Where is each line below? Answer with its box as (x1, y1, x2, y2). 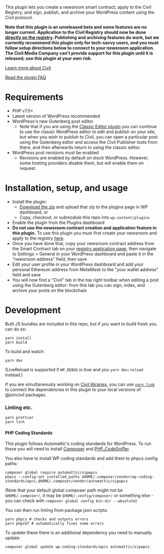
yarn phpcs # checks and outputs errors (5, 517, 89, 522)
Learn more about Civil (5, 65, 51, 71)
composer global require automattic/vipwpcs (5, 470, 97, 475)
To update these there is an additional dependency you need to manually (5, 530, 152, 536)
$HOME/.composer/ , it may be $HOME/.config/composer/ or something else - (5, 493, 153, 499)
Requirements (5, 92, 64, 103)
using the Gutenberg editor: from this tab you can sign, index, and (12, 282, 145, 288)
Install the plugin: (12, 198, 47, 204)
